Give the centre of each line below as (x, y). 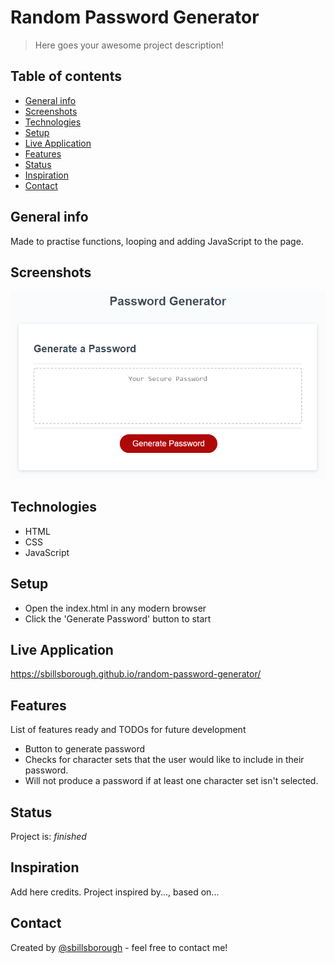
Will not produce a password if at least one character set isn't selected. (171, 781)
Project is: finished (48, 837)
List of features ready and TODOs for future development (128, 730)
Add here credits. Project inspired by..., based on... (115, 892)
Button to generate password (85, 749)
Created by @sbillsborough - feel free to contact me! (119, 947)
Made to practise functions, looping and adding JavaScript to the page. (157, 241)
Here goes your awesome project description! (129, 45)
